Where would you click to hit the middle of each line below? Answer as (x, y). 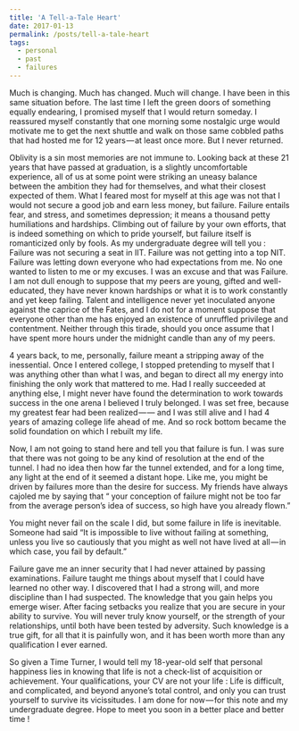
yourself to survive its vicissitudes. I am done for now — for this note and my (149, 700)
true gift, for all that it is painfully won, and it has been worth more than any (147, 634)
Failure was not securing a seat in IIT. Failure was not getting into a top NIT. (148, 252)
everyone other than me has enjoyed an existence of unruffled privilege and (149, 319)
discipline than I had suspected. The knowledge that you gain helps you (141, 597)
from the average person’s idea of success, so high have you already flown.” (150, 505)
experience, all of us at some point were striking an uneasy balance (133, 176)
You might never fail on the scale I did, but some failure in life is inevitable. (145, 523)
